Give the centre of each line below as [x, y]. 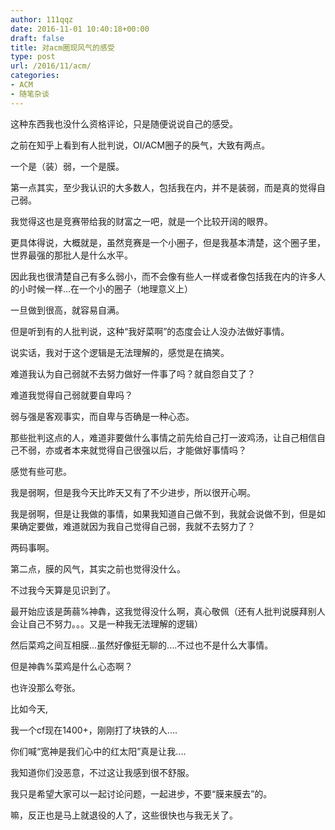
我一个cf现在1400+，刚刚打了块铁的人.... [94, 730]
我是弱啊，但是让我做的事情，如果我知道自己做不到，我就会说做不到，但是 [163, 513]
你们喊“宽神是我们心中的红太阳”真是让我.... [98, 751]
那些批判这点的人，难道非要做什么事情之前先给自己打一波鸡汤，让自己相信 [163, 437]
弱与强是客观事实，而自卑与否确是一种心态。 [102, 416]
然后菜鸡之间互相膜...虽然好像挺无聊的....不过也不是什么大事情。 [142, 645]
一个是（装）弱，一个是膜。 [67, 166]
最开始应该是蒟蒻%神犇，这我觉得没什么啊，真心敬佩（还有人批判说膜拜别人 [168, 611]
